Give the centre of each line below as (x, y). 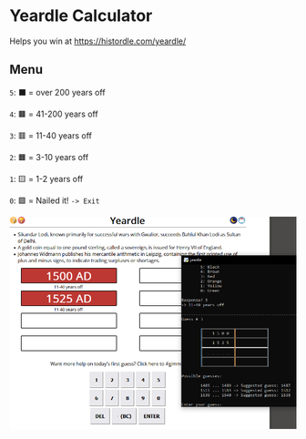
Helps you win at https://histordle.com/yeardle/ (98, 41)
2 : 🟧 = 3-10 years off (49, 157)
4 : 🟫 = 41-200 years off (54, 114)
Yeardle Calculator (81, 16)
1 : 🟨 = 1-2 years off (46, 179)
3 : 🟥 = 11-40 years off (51, 135)
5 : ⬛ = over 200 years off (58, 92)
